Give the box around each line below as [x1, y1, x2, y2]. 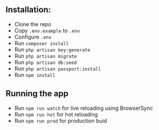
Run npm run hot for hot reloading [14, 110, 98, 118]
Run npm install [14, 71, 56, 78]
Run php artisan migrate [14, 52, 77, 59]
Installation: [5, 5, 52, 15]
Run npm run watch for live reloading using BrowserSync [14, 104, 154, 112]
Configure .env [14, 33, 52, 41]
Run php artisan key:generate [14, 46, 91, 53]
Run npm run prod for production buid [14, 117, 107, 124]
